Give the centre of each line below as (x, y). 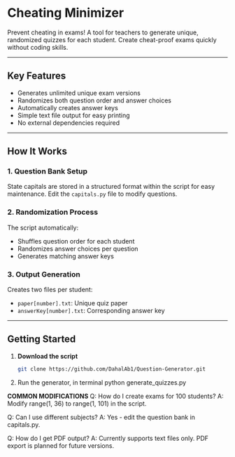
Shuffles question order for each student (76, 241)
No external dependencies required (69, 122)
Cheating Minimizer (66, 13)
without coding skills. (38, 47)
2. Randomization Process (53, 212)
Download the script (48, 356)
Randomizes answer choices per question (78, 249)
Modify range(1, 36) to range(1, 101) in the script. (77, 403)
